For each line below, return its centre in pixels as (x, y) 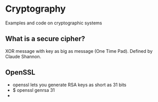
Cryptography (35, 9)
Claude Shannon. (23, 56)
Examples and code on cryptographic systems (54, 23)
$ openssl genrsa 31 (34, 90)
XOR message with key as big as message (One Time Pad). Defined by (79, 51)
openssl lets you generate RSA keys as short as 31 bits (69, 85)
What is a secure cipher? (45, 39)
